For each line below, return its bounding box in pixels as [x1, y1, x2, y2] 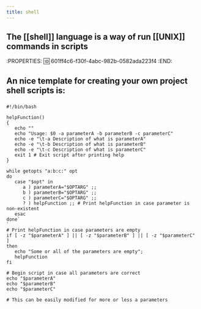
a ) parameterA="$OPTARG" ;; [22, 184, 97, 190]
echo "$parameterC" [6, 286, 56, 292]
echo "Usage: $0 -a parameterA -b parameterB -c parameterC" [14, 130, 174, 137]
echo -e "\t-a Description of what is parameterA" [14, 135, 147, 142]
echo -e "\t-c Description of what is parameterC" [14, 147, 147, 153]
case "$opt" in [14, 178, 53, 185]
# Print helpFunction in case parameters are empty [6, 227, 141, 233]
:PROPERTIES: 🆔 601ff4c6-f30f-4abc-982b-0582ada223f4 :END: [6, 58, 173, 65]
